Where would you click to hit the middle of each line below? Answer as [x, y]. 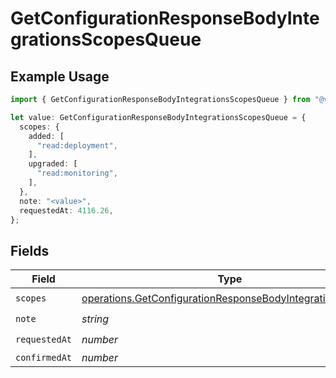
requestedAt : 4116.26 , [66, 210]
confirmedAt [44, 358]
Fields [30, 250]
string [95, 319]
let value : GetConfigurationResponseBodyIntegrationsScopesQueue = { [158, 117]
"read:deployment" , [77, 145]
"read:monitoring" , [77, 173]
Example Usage [60, 76]
